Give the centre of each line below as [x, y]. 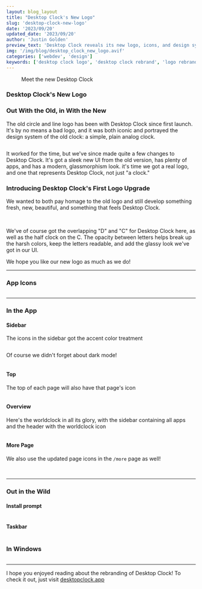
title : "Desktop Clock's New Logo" [51, 17]
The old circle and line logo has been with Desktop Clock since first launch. [99, 124]
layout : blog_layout [32, 12]
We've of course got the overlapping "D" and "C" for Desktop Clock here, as [101, 231]
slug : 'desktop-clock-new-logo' [47, 23]
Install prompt [24, 506]
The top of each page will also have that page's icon [71, 387]
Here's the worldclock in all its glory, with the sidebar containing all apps [96, 420]
